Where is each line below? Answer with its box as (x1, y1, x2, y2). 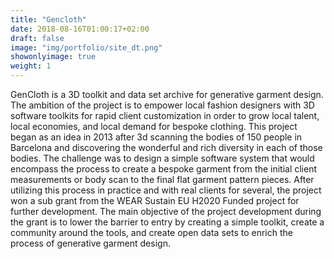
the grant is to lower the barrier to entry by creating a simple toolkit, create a (10, 216, 325, 228)
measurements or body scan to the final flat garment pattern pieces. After (10, 174, 315, 185)
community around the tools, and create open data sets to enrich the (10, 227, 293, 238)
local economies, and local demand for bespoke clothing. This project (10, 121, 298, 132)
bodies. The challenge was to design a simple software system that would (10, 152, 315, 164)
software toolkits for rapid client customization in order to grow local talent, (10, 110, 320, 121)
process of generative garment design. (10, 237, 171, 249)
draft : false (10, 33, 65, 43)
